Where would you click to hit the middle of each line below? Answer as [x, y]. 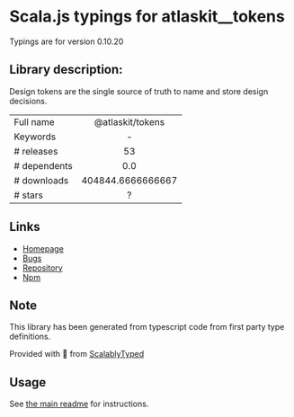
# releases [36, 151]
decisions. [28, 101]
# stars [28, 195]
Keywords [35, 137]
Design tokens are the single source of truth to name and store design [139, 91]
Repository [42, 268]
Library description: [66, 70]
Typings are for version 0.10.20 [67, 41]
